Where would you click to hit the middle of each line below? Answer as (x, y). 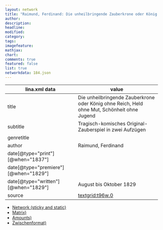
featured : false (21, 64)
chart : (12, 55)
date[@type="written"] (34, 181)
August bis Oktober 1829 (107, 184)
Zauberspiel (91, 129)
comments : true (20, 59)
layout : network (21, 9)
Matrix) (19, 212)
